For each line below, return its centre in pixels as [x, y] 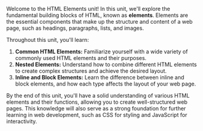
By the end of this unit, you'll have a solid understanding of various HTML [98, 96]
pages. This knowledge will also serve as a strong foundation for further [96, 108]
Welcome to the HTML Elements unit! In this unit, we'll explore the [88, 9]
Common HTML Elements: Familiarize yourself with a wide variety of [101, 52]
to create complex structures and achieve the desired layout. [91, 71]
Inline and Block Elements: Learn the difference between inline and [100, 77]
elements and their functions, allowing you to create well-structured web [97, 102]
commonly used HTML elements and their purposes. [81, 58]
